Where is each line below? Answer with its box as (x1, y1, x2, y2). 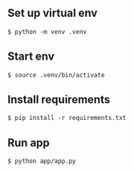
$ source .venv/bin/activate (7, 71, 105, 79)
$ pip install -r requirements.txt (7, 114, 127, 122)
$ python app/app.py (7, 157, 77, 166)
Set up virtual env (7, 6, 98, 20)
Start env (7, 50, 55, 64)
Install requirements (7, 93, 111, 107)
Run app (7, 136, 50, 150)
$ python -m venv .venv (7, 27, 87, 35)
